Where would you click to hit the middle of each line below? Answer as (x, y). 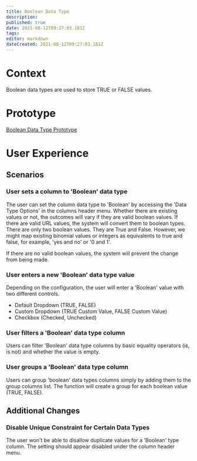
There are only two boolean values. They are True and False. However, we (96, 229)
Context (26, 73)
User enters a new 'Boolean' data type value (70, 275)
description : (22, 17)
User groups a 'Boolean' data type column (67, 367)
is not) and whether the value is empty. (53, 352)
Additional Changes (43, 411)
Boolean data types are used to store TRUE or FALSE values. (79, 89)
